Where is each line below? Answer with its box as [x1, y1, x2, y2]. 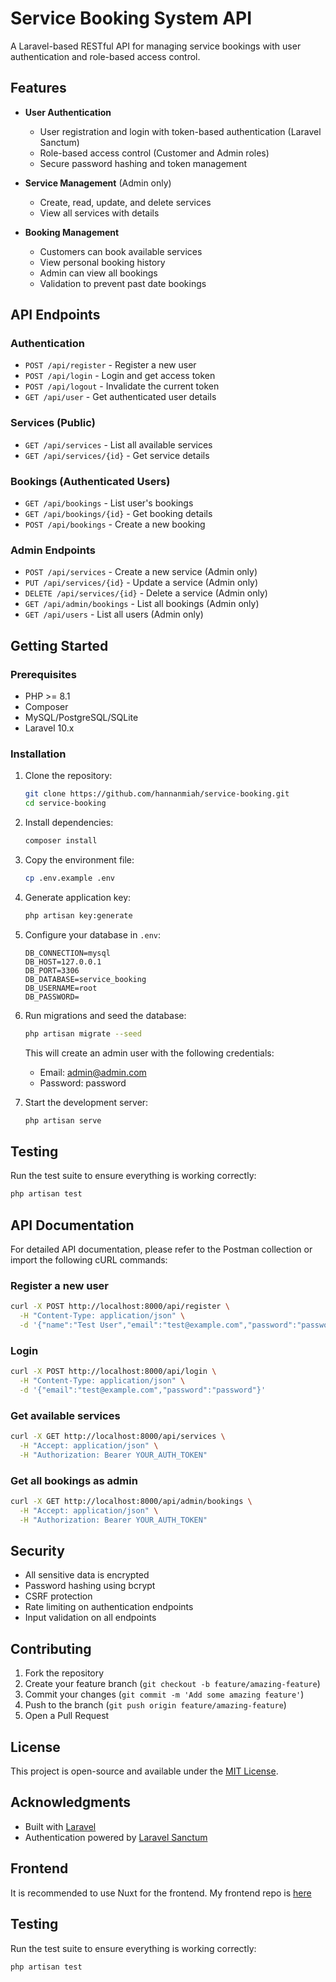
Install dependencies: [24, 817, 114, 829]
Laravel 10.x [24, 722, 75, 734]
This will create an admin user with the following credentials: [24, 1047, 275, 1059]
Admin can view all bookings [39, 267, 158, 279]
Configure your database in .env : [24, 928, 162, 941]
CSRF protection [24, 1590, 93, 1602]
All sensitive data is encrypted [24, 1569, 150, 1581]
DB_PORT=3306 [24, 965, 80, 976]
